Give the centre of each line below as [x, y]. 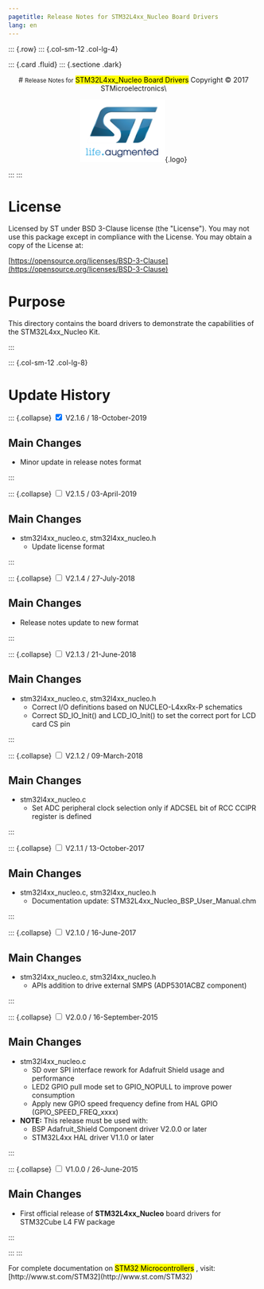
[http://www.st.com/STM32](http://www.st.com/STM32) [101, 1276]
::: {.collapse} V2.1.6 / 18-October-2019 [78, 418]
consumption [53, 1095]
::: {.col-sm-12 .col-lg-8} [48, 363]
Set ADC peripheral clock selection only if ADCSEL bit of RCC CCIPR [144, 808]
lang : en [23, 25]
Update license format [68, 546]
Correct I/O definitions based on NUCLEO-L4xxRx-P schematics [137, 707]
